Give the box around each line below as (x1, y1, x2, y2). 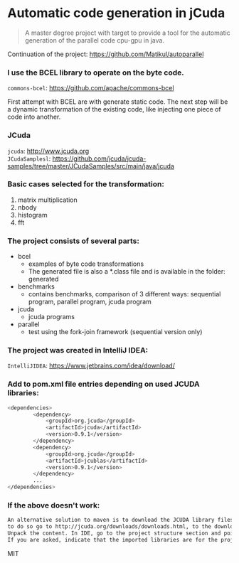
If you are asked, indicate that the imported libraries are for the (7, 537, 218, 544)
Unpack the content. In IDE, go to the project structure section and (7, 530, 221, 537)
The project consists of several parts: (7, 236, 140, 246)
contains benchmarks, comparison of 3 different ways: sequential (28, 290, 221, 299)
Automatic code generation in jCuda (7, 5, 225, 21)
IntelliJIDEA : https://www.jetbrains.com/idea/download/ (7, 361, 176, 370)
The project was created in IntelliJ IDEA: (7, 345, 149, 355)
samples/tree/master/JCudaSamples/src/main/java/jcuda (7, 161, 174, 170)
